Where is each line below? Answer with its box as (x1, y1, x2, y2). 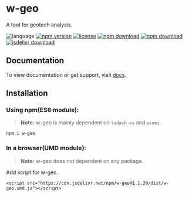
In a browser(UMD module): (6, 144, 87, 152)
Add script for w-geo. (6, 169, 59, 176)
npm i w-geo (6, 131, 35, 137)
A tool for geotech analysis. (6, 21, 73, 28)
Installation (6, 89, 48, 98)
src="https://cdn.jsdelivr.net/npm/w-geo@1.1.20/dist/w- (27, 180, 169, 186)
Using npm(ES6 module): (6, 106, 79, 114)
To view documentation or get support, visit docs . (6, 71, 126, 78)
